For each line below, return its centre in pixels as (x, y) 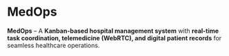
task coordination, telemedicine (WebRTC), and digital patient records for (114, 38)
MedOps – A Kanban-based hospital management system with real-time (113, 31)
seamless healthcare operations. (53, 45)
